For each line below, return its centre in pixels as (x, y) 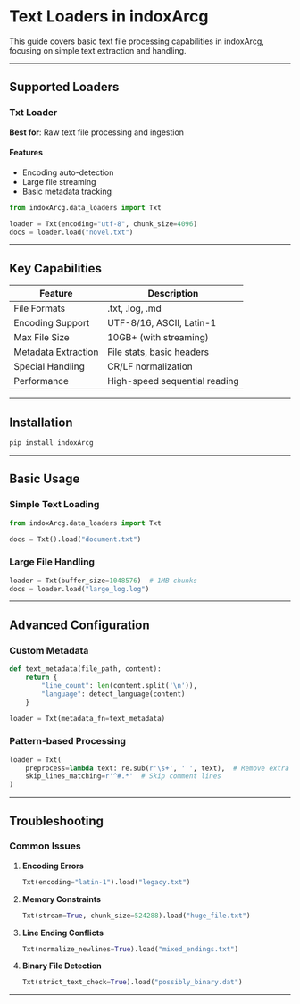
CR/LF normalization (150, 366)
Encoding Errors (53, 866)
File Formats (40, 308)
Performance (41, 381)
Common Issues (46, 846)
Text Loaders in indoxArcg (109, 17)
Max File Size (42, 338)
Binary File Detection (62, 966)
